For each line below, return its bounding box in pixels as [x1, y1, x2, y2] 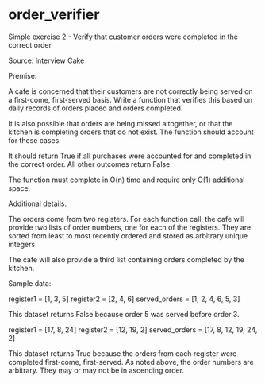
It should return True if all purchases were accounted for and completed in [8, 151, 252, 161]
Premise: [8, 71, 37, 80]
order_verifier [8, 6, 100, 24]
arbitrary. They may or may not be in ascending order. [8, 366, 185, 375]
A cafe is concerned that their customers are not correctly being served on [8, 86, 253, 96]
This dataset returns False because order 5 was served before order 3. [8, 309, 240, 319]
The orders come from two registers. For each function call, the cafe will [8, 214, 245, 223]
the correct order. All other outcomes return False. [8, 159, 172, 168]
